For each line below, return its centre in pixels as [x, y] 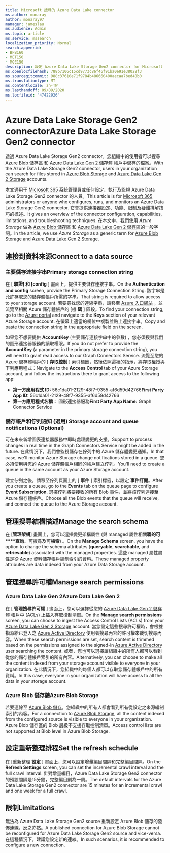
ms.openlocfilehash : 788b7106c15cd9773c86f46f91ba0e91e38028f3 [74, 72]
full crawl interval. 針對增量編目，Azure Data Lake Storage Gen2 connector [84, 773]
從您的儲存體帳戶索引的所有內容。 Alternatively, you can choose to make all [84, 657]
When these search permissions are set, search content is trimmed [84, 639]
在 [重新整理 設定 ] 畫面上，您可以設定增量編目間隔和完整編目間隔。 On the [83, 761]
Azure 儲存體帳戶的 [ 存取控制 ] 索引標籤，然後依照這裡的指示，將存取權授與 [85, 362]
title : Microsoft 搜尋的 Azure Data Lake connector [60, 10]
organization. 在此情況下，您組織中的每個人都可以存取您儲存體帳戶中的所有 [84, 669]
